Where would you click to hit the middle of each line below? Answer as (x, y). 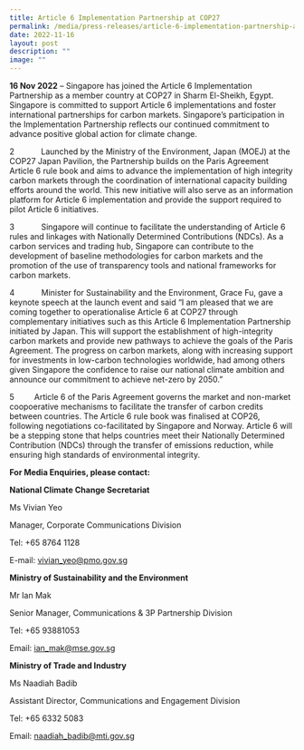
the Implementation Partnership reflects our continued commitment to (139, 124)
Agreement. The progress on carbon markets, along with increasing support (151, 351)
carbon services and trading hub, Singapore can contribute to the (132, 246)
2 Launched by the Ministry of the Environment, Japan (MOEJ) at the (150, 151)
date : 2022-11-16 (42, 34)
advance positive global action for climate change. (103, 134)
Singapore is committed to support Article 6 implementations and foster (143, 105)
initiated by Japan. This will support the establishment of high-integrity (141, 331)
